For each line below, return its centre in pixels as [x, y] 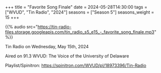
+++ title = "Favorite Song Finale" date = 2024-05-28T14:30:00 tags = [76, 7]
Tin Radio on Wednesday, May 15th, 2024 [47, 46]
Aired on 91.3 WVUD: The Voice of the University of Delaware [67, 56]
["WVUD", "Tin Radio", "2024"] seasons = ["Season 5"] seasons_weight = [80, 12]
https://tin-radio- [55, 27]
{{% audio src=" [22, 27]
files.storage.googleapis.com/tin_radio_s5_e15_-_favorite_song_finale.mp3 [80, 32]
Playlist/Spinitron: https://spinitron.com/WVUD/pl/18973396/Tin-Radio [76, 65]
